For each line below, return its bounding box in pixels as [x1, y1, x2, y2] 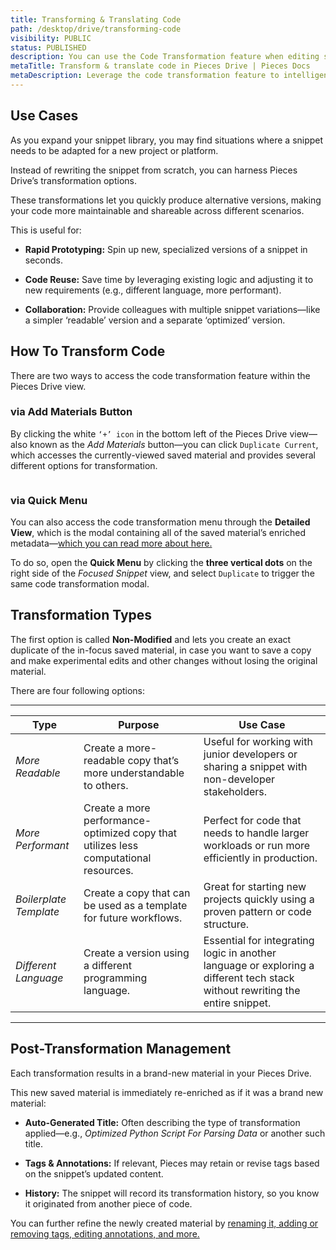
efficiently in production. [203, 851, 318, 865]
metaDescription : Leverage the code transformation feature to [10, 71, 280, 81]
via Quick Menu [10, 493, 88, 507]
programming [83, 971, 148, 985]
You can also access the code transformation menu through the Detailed [10, 516, 311, 528]
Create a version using [83, 946, 190, 960]
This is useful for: [10, 224, 82, 236]
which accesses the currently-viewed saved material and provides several [10, 449, 316, 461]
